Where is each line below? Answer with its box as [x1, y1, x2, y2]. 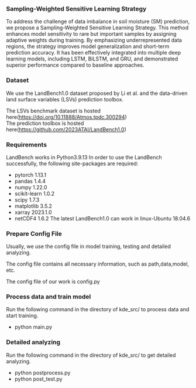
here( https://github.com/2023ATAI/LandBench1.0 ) [6, 125, 127, 133]
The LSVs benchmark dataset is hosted [6, 107, 101, 114]
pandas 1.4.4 [14, 178, 46, 185]
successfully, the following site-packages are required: [6, 160, 139, 167]
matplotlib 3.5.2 [14, 202, 53, 209]
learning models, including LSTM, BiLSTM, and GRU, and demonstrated [6, 55, 178, 63]
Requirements [6, 140, 47, 148]
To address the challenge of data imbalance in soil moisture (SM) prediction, [6, 18, 190, 25]
